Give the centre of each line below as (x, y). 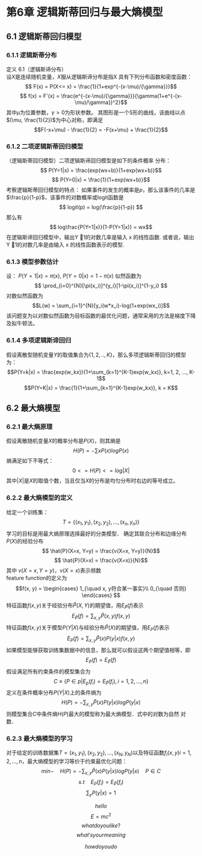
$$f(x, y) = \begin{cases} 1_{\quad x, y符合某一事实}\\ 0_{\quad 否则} (101, 588)
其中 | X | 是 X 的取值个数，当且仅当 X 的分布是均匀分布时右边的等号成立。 (92, 481)
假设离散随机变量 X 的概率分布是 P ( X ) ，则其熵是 (64, 441)
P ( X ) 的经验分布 (25, 541)
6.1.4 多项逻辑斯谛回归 (39, 340)
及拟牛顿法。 (22, 323)
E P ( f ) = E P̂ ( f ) (101, 660)
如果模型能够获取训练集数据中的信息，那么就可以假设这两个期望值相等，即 (98, 650)
